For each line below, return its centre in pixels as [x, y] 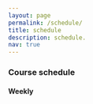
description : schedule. [47, 37]
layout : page [30, 15]
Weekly [21, 91]
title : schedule [35, 30]
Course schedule [42, 72]
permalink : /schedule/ [45, 23]
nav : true [24, 45]
